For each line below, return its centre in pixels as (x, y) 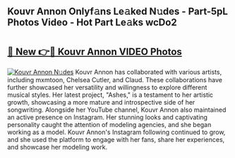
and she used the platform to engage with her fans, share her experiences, (116, 139)
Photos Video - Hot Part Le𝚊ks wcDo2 (92, 23)
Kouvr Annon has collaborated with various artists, (149, 72)
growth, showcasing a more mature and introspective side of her (101, 102)
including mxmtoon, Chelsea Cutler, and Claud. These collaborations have (115, 80)
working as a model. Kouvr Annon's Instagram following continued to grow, (116, 132)
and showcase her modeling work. (58, 147)
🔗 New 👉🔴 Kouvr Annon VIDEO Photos (95, 52)
